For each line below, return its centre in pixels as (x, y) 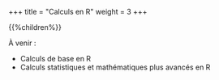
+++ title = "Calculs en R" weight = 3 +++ (78, 12)
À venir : (22, 43)
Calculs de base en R (56, 59)
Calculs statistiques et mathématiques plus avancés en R (115, 67)
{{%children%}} (35, 27)
